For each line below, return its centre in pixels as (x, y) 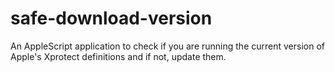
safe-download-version (111, 18)
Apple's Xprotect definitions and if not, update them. (118, 56)
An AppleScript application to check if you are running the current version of (167, 46)
